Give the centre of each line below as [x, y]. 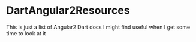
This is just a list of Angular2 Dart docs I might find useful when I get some [98, 27]
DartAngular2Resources [68, 10]
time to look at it [26, 33]
